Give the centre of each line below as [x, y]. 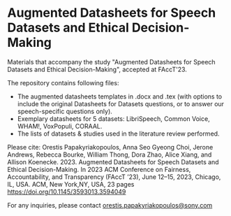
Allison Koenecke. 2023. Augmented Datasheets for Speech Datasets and [113, 161]
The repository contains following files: [63, 82]
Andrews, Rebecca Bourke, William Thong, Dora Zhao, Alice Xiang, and [110, 154]
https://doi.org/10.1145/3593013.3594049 [67, 192]
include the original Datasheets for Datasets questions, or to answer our [121, 103]
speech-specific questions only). [65, 111]
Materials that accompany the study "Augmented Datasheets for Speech [111, 62]
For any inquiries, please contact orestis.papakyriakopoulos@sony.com [110, 205]
